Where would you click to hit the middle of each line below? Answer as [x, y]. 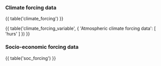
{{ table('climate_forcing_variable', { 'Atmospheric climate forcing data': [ [80, 28]
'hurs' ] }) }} [18, 34]
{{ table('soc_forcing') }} [31, 58]
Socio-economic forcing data [42, 47]
